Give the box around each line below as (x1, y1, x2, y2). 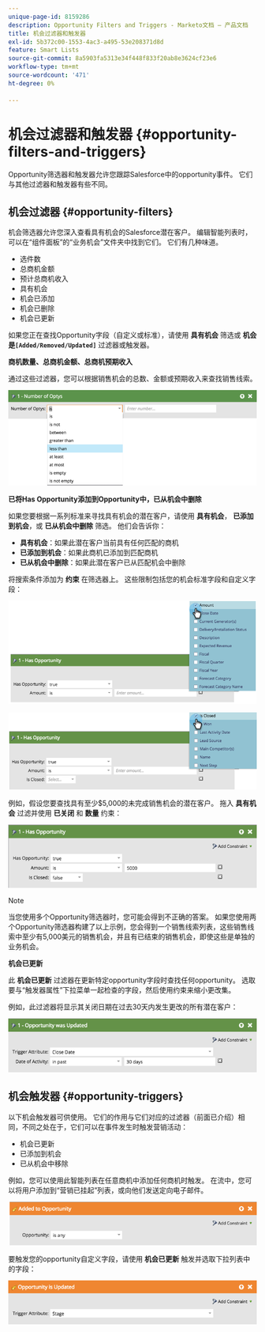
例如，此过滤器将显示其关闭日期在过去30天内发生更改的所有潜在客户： (8, 1002, 238, 1012)
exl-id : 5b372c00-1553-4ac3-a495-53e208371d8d (8, 38, 164, 46)
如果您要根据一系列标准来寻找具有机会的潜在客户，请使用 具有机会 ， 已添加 (8, 511, 254, 520)
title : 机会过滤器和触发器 (8, 29, 87, 37)
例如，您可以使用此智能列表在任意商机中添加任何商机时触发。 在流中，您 (8, 1175, 245, 1185)
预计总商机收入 (19, 274, 69, 284)
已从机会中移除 (19, 1159, 69, 1168)
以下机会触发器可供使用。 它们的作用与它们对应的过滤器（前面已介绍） (8, 1112, 238, 1122)
